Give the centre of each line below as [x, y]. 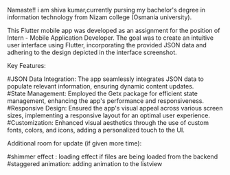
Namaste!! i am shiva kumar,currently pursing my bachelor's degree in [106, 10]
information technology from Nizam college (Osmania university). [100, 17]
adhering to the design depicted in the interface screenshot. [92, 52]
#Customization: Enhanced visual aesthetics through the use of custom [108, 122]
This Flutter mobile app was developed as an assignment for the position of [114, 31]
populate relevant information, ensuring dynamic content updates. [101, 86]
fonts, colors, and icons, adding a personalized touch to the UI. [96, 130]
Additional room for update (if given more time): [74, 143]
